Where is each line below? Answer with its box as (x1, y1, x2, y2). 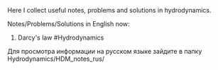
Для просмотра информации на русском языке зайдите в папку (7, 47, 202, 55)
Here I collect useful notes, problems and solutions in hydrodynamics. (7, 6, 212, 14)
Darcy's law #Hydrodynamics (17, 33, 104, 42)
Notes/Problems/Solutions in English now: (7, 20, 130, 28)
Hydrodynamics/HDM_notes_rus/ (7, 54, 105, 63)
